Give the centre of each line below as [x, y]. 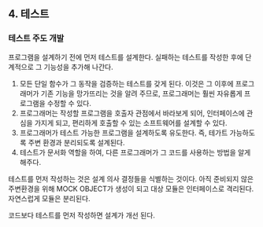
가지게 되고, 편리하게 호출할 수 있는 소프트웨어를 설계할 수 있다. [131, 123]
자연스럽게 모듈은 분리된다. [49, 198]
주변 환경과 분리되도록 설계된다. [76, 142]
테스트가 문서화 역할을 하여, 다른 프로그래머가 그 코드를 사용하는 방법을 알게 [135, 152]
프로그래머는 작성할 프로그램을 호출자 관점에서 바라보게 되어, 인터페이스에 [132, 113]
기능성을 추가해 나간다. [78, 67]
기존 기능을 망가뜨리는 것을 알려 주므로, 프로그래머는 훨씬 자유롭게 [141, 93]
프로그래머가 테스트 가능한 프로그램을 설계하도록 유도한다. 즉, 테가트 [124, 133]
